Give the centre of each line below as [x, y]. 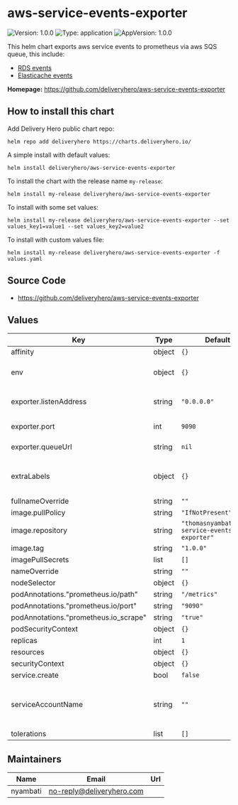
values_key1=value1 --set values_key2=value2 [75, 226]
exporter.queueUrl [41, 447]
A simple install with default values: [59, 155]
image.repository [39, 531]
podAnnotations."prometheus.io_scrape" [79, 617]
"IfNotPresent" [206, 513]
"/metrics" [199, 594]
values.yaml [25, 259]
